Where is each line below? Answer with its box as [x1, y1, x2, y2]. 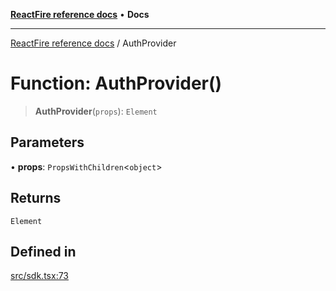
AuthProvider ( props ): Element [34, 105, 158, 117]
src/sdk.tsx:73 [10, 270, 69, 282]
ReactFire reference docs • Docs [10, 9, 150, 20]
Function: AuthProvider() [10, 72, 223, 95]
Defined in [10, 243, 77, 260]
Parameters [10, 134, 85, 151]
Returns [10, 190, 62, 207]
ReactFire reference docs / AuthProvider [10, 37, 177, 49]
